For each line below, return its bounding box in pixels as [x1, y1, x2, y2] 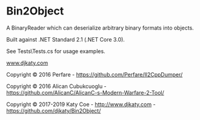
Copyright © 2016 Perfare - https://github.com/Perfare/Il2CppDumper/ [6, 71, 183, 78]
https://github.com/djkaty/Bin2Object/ [6, 107, 101, 114]
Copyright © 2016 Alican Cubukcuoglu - [6, 83, 107, 90]
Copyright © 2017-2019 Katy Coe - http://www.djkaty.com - [6, 101, 156, 108]
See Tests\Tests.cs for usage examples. [6, 47, 105, 55]
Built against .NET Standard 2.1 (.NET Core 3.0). [6, 36, 125, 43]
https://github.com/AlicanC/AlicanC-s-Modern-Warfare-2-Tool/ [6, 89, 165, 96]
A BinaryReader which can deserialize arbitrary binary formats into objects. [6, 24, 194, 31]
